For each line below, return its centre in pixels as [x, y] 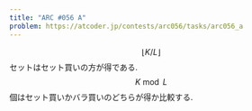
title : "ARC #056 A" [48, 18]
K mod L [151, 81]
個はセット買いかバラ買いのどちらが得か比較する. [101, 97]
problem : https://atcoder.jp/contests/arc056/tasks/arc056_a [126, 26]
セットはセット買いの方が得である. [73, 67]
